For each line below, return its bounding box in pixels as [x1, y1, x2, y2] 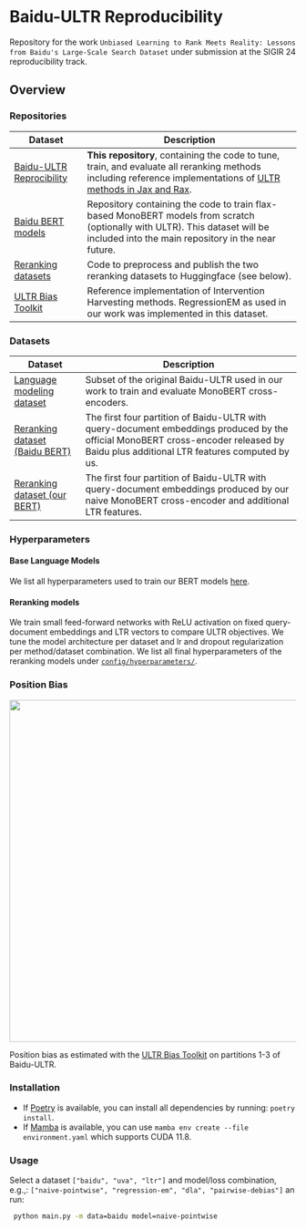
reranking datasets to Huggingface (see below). [87, 269, 291, 282]
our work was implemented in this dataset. [87, 307, 269, 320]
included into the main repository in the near [87, 232, 276, 244]
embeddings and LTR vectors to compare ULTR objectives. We [49, 626, 284, 637]
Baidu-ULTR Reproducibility [9, 6, 223, 27]
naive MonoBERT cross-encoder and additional [85, 494, 290, 507]
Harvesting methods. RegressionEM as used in [87, 295, 287, 308]
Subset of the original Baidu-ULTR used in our [85, 373, 283, 386]
